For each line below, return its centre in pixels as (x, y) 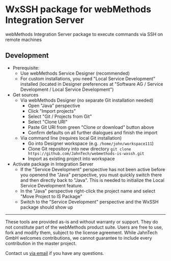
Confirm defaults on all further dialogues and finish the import (93, 133)
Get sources (25, 94)
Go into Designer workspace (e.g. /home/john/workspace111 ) (91, 143)
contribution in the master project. (41, 243)
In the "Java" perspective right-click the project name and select (88, 191)
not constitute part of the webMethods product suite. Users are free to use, (84, 227)
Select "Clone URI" (48, 122)
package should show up (47, 207)
